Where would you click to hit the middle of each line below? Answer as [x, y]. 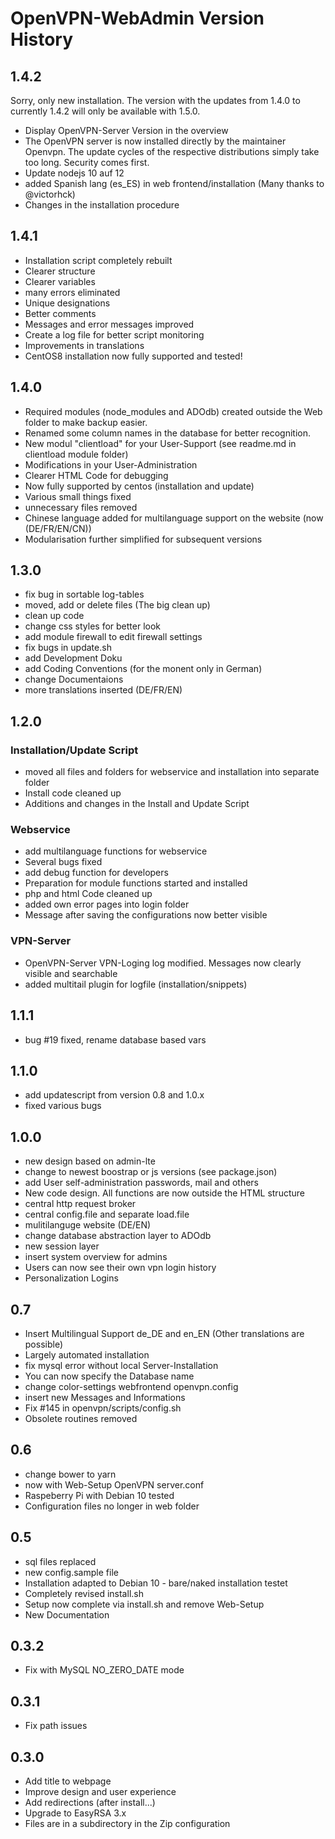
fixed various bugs [63, 1106]
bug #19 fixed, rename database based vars [115, 1039]
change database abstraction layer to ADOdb [118, 1236]
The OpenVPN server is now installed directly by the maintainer [155, 141]
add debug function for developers [96, 873]
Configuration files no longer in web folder [112, 1506]
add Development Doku [73, 658]
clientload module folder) [76, 454]
